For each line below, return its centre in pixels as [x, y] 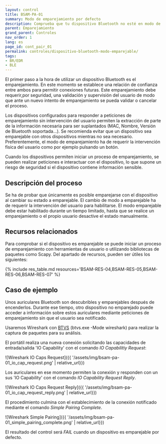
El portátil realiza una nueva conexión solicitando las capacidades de [76, 342]
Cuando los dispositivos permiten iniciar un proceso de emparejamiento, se [82, 157]
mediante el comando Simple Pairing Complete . [54, 407]
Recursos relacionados [41, 232]
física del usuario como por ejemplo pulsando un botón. [62, 147]
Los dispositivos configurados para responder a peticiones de [68, 115]
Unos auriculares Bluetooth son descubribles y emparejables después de [80, 302]
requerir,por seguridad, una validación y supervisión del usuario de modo [80, 95]
